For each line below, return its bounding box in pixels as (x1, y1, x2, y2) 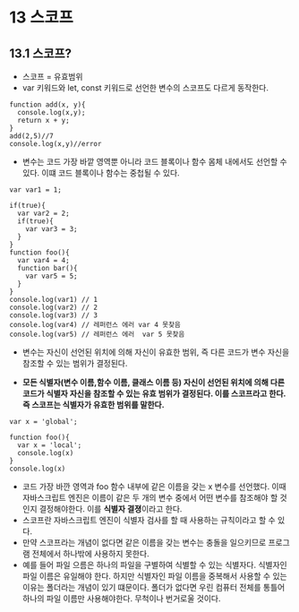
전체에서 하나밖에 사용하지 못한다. (31, 548, 149, 559)
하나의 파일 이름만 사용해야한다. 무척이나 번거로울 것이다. (21, 593, 221, 604)
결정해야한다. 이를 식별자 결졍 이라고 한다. (38, 504, 183, 514)
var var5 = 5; (25, 272, 78, 280)
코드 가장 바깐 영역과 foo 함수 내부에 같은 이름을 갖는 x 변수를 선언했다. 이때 (21, 481, 286, 492)
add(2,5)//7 (9, 132, 54, 141)
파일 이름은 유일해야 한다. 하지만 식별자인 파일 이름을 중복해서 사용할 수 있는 (21, 571, 288, 582)
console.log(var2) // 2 (9, 303, 98, 312)
